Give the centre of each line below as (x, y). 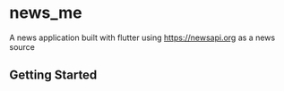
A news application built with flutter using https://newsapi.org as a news (142, 37)
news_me (46, 13)
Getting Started (53, 75)
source (22, 46)
